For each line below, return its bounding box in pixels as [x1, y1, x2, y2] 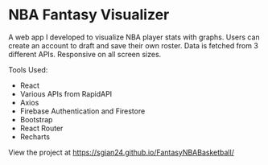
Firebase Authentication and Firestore [19, 106, 146, 116]
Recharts [19, 131, 51, 142]
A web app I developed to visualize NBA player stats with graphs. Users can [8, 32, 260, 42]
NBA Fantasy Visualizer [8, 6, 170, 24]
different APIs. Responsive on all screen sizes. [8, 49, 162, 59]
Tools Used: [8, 64, 48, 74]
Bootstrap [19, 114, 53, 124]
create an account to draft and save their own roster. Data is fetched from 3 [8, 40, 259, 50]
